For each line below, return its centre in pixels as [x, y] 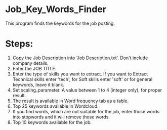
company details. [31, 63]
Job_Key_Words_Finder [56, 9]
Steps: [19, 44]
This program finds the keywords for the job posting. [60, 23]
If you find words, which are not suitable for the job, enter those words [86, 111]
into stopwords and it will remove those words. [61, 117]
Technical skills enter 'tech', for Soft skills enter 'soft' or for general [82, 79]
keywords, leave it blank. [38, 84]
